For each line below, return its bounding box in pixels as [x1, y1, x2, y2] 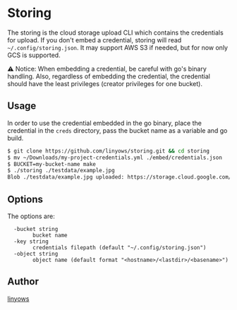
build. [7, 133, 24, 142]
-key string [13, 238, 49, 245]
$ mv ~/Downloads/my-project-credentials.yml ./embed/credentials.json [7, 154, 222, 161]
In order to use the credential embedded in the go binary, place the [7, 119, 202, 127]
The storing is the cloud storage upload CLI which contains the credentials [7, 28, 224, 37]
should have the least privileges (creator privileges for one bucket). [7, 79, 203, 88]
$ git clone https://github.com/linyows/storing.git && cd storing [7, 147, 210, 155]
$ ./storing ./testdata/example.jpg [7, 167, 115, 174]
